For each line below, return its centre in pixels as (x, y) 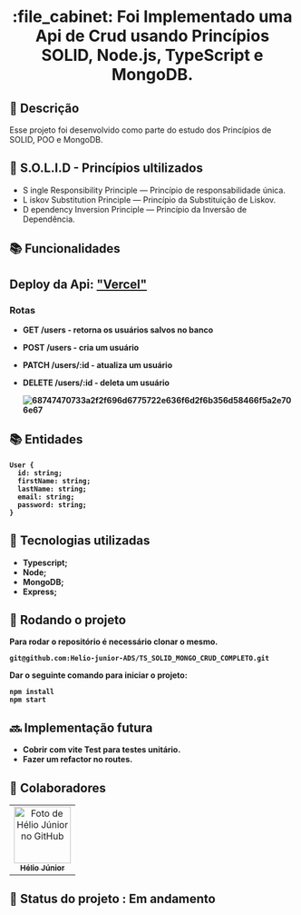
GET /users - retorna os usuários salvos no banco (118, 330)
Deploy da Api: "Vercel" (78, 284)
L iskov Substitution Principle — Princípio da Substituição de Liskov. (149, 199)
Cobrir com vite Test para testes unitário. (102, 750)
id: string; (40, 473)
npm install (32, 692)
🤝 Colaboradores (58, 788)
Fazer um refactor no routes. (78, 760)
